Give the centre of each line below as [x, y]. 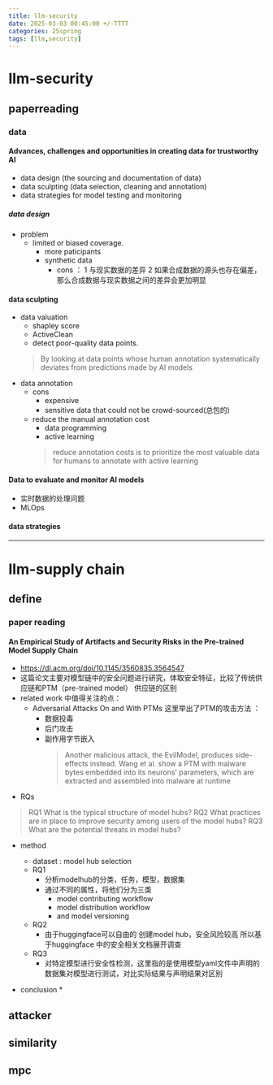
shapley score [56, 326]
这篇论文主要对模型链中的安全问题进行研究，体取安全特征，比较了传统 [138, 678]
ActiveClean [53, 335]
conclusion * [41, 990]
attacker [30, 1016]
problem [34, 234]
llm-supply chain [67, 569]
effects [76, 764]
